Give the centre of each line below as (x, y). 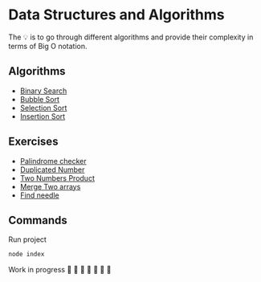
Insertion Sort (43, 116)
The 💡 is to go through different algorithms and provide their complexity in (131, 37)
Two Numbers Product (57, 178)
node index (27, 255)
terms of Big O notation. (48, 46)
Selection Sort (43, 108)
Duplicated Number (52, 170)
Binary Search (43, 91)
